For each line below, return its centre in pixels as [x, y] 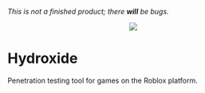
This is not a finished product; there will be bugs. [88, 12]
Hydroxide [43, 58]
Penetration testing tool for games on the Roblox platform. [103, 80]
